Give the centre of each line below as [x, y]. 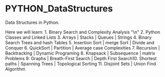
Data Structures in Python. [32, 22]
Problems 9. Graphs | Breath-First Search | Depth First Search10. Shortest [81, 58]
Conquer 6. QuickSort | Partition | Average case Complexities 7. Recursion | [82, 48]
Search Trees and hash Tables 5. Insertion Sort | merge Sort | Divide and [80, 42]
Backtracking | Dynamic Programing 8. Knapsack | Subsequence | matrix [80, 53]
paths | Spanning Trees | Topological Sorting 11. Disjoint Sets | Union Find [81, 64]
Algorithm [15, 69]
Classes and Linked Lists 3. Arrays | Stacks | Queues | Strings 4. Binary [78, 37]
